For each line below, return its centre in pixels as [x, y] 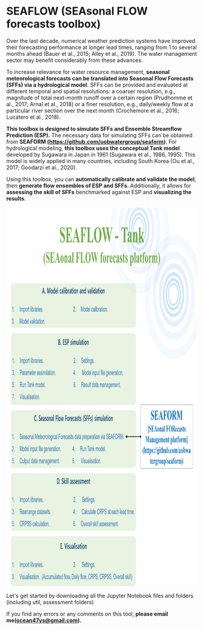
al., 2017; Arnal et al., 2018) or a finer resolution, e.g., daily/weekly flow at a [100, 104]
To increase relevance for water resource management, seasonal [88, 72]
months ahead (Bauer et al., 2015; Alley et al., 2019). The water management [101, 53]
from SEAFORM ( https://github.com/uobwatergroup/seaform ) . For [92, 141]
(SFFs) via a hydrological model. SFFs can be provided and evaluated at [97, 85]
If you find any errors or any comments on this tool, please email [87, 614]
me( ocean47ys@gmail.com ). [44, 620]
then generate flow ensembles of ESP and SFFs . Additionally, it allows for [99, 186]
